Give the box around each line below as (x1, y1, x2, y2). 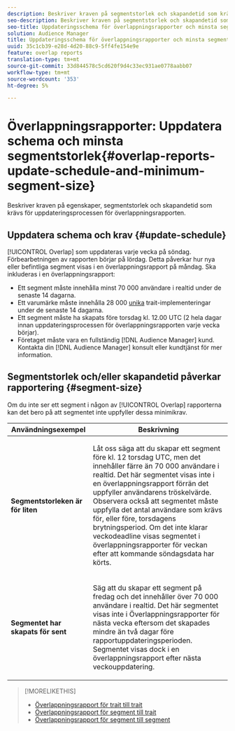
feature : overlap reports (7, 50, 83, 57)
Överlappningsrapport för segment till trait (34, 708, 157, 716)
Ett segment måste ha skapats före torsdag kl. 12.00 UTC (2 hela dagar (17, 314, 222, 321)
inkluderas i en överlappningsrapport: (7, 270, 115, 278)
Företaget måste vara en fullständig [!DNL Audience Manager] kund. (17, 336, 215, 344)
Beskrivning (138, 424, 180, 434)
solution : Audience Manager (7, 29, 90, 37)
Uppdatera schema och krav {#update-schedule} (7, 229, 227, 241)
